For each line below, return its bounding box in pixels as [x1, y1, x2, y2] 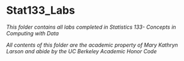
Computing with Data [6, 29, 59, 36]
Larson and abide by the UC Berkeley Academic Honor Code [6, 47, 157, 54]
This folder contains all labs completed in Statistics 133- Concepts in [6, 23, 176, 30]
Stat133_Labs [6, 4, 76, 17]
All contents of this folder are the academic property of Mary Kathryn [6, 41, 179, 48]
